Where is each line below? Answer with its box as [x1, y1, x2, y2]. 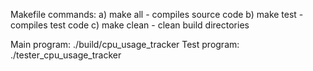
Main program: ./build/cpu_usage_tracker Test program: [10, 39, 240, 50]
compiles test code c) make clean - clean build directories [10, 19, 250, 31]
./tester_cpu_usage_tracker [10, 49, 122, 61]
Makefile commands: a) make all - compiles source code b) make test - [10, 9, 304, 20]
